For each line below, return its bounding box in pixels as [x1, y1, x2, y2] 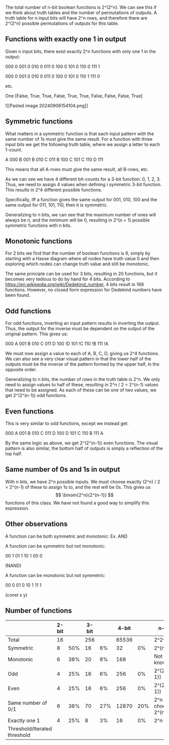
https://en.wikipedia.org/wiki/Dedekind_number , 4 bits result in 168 [5, 281, 144, 288]
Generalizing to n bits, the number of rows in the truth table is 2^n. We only [5, 376, 160, 382]
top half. [5, 451, 23, 457]
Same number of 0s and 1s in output [5, 465, 120, 474]
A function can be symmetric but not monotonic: [5, 543, 106, 549]
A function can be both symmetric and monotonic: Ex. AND [5, 533, 128, 539]
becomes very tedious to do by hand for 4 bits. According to [5, 276, 131, 282]
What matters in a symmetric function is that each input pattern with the [5, 131, 154, 137]
